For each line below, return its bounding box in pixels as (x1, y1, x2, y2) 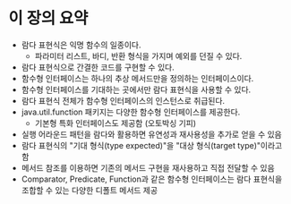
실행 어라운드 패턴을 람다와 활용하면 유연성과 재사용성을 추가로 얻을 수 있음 (21, 129, 283, 140)
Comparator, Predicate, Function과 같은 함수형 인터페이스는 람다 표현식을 (21, 174, 283, 184)
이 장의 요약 (8, 8, 89, 29)
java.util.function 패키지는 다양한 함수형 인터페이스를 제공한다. (21, 106, 241, 117)
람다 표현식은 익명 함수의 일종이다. (21, 39, 141, 50)
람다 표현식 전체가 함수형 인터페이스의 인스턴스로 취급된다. (21, 95, 226, 106)
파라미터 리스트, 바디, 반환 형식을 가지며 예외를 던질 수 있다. (34, 50, 243, 61)
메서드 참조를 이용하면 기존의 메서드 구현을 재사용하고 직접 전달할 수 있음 (21, 162, 275, 173)
